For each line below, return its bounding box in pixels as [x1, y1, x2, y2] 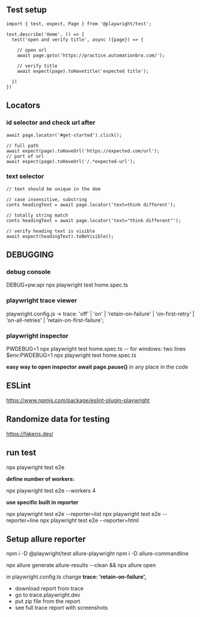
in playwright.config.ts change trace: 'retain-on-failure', [6, 573, 147, 580]
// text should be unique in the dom [6, 186, 101, 192]
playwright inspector [6, 331, 69, 340]
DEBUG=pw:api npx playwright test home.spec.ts [6, 281, 129, 288]
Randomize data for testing [6, 414, 110, 424]
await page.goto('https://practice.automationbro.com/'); [17, 52, 165, 58]
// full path [6, 143, 39, 149]
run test [6, 448, 37, 458]
